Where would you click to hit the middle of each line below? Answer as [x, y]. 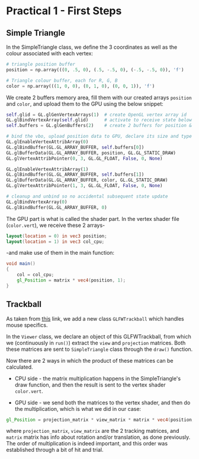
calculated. [20, 367]
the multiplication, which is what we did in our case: [78, 409]
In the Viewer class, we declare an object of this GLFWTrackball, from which [99, 336]
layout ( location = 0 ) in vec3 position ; [57, 236]
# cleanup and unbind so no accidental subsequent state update [87, 197]
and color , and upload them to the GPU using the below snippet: [85, 104]
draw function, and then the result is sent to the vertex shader [90, 385]
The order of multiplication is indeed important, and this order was [87, 444]
